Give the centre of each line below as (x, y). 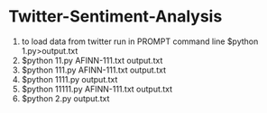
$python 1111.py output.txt (69, 79)
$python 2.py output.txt (65, 98)
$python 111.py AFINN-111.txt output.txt (93, 70)
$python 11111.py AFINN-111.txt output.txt (97, 89)
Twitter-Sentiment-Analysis (115, 17)
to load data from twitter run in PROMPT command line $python (140, 41)
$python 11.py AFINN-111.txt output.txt (92, 60)
